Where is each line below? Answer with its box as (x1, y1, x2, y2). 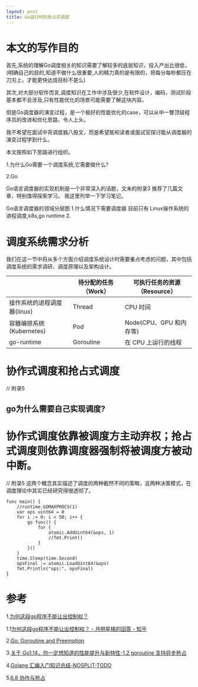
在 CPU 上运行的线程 (124, 338, 182, 347)
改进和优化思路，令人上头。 (21, 116, 89, 124)
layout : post (6, 8, 38, 15)
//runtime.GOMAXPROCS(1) (16, 504, 78, 510)
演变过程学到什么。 (6, 136, 53, 143)
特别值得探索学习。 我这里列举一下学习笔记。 (16, 193, 127, 200)
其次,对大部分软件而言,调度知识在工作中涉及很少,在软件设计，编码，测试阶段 (6, 89, 192, 96)
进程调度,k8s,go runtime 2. (6, 213, 71, 220)
